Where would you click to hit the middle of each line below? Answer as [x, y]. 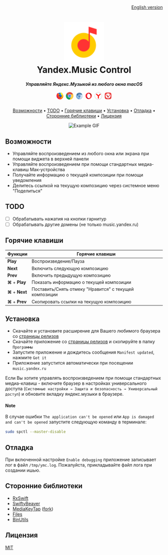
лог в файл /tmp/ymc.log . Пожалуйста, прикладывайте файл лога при [79, 465]
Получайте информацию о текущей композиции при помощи [78, 175]
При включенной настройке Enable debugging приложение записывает [81, 460]
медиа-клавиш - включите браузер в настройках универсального [76, 383]
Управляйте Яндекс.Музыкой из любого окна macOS [84, 84]
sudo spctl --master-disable [35, 432]
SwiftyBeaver [26, 503]
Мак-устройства [47, 169]
